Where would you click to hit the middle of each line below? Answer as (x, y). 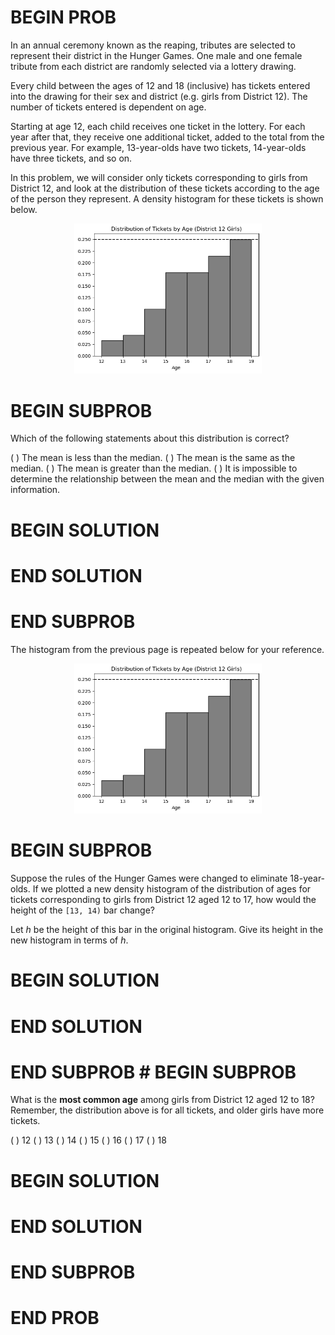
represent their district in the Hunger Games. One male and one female (156, 55)
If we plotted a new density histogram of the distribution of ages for (172, 889)
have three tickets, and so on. (71, 158)
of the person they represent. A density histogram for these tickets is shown (167, 198)
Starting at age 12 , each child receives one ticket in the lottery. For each (158, 126)
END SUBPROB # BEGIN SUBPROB (153, 1072)
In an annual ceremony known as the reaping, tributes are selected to (153, 45)
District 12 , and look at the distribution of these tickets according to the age (165, 188)
